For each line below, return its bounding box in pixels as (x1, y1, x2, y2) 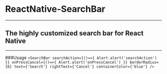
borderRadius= (129, 60, 159, 65)
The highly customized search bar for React (5, 29, 144, 37)
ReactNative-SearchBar (5, 3, 105, 15)
